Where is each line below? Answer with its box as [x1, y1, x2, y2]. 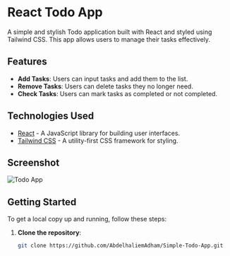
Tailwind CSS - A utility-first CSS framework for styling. [17, 136, 178, 145]
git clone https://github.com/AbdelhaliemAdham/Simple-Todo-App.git [17, 242, 224, 250]
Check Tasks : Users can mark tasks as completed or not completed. [17, 89, 217, 98]
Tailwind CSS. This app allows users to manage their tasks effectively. [7, 35, 210, 43]
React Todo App [7, 4, 103, 21]
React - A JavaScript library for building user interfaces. [17, 129, 181, 137]
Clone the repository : [17, 228, 82, 237]
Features [7, 56, 47, 68]
